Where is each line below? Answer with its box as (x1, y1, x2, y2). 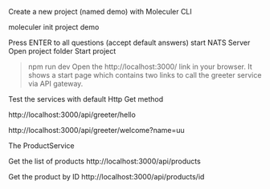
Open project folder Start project (8, 46, 117, 55)
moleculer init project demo (8, 22, 100, 31)
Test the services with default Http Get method (8, 94, 164, 103)
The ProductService (8, 141, 75, 151)
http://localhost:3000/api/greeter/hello (8, 110, 137, 119)
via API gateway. (27, 79, 84, 88)
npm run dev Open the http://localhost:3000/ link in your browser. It (27, 62, 253, 71)
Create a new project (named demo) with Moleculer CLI (8, 7, 193, 16)
